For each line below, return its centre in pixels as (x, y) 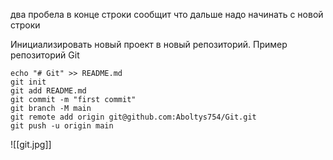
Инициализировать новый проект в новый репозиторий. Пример (149, 44)
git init (28, 82)
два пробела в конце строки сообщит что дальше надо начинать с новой (167, 14)
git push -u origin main (62, 126)
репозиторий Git (45, 55)
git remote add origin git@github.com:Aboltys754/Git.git (133, 117)
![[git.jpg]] (31, 144)
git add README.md (48, 91)
